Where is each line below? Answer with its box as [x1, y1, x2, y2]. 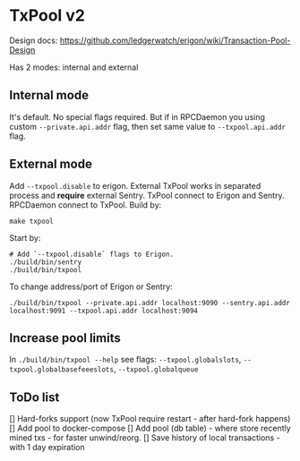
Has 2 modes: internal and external [9, 62, 139, 73]
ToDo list [9, 389, 60, 405]
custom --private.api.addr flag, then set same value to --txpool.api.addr [9, 121, 287, 132]
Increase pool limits [9, 330, 121, 346]
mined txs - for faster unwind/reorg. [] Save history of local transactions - [9, 432, 280, 443]
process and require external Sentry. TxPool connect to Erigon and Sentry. [9, 190, 285, 201]
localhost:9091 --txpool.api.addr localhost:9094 [9, 306, 199, 315]
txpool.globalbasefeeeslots [9, 365, 115, 374]
